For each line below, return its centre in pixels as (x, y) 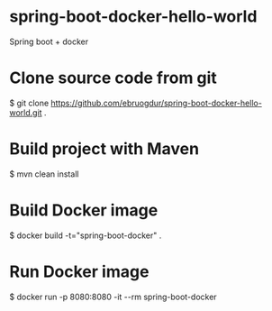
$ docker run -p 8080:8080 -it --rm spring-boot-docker (113, 297)
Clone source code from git (113, 78)
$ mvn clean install (44, 174)
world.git (26, 112)
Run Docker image (79, 271)
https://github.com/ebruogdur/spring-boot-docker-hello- (157, 103)
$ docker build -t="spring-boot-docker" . (86, 235)
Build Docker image (84, 210)
